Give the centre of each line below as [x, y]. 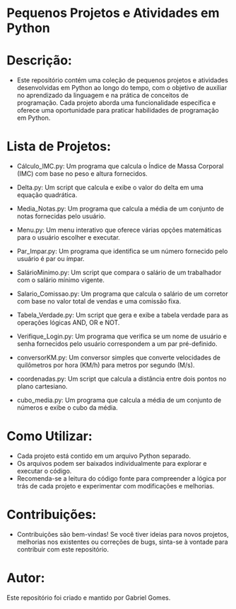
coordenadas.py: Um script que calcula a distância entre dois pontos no [122, 379]
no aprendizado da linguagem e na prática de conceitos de [102, 95]
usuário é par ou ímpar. [51, 259]
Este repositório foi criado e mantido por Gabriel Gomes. [89, 598]
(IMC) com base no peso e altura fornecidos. [82, 174]
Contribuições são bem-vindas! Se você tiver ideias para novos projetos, [123, 534]
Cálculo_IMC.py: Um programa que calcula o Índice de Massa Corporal [120, 166]
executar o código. [44, 471]
